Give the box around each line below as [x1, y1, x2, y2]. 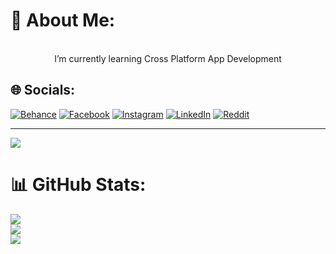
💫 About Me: [10, 9, 116, 32]
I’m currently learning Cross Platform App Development [54, 52, 282, 64]
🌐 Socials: [10, 82, 76, 99]
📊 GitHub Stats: [10, 173, 147, 196]
